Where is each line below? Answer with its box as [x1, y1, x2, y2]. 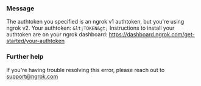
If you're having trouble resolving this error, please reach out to [6, 66, 165, 73]
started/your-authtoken [6, 38, 65, 45]
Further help [6, 53, 44, 61]
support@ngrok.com [6, 73, 58, 80]
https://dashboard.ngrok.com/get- [108, 31, 195, 38]
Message [6, 4, 35, 13]
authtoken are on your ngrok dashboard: [6, 31, 108, 38]
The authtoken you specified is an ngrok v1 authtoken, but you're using [6, 18, 185, 25]
